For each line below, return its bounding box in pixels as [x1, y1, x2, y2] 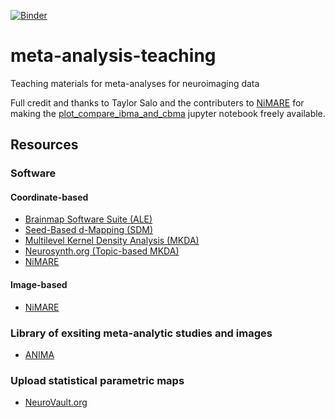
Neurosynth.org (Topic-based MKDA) [24, 245, 180, 257]
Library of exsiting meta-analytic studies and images [10, 326, 273, 340]
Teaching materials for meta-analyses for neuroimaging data [10, 77, 260, 89]
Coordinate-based [10, 191, 89, 203]
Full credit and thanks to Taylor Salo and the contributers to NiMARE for [10, 96, 305, 109]
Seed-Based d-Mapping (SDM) [24, 224, 153, 236]
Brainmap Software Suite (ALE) [24, 213, 153, 225]
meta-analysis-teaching [10, 45, 217, 67]
